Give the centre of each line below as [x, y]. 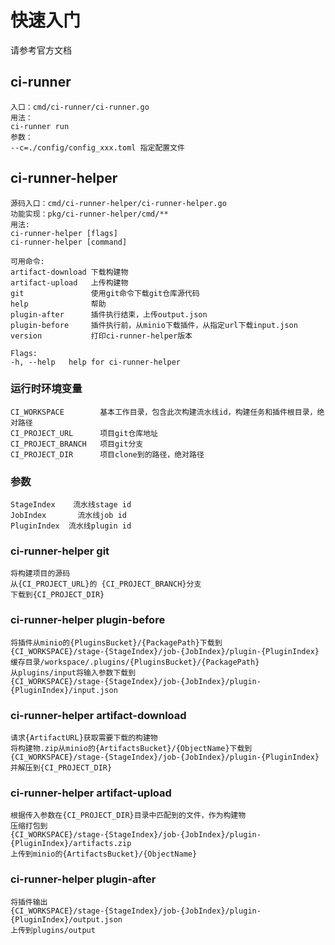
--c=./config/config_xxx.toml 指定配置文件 [97, 147]
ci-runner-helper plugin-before [88, 620]
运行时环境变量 [46, 389]
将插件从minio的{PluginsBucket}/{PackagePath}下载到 [116, 642]
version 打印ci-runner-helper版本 [101, 336]
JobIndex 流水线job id [69, 516]
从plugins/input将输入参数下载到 [73, 672]
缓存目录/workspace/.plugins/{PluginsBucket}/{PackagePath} [135, 662]
